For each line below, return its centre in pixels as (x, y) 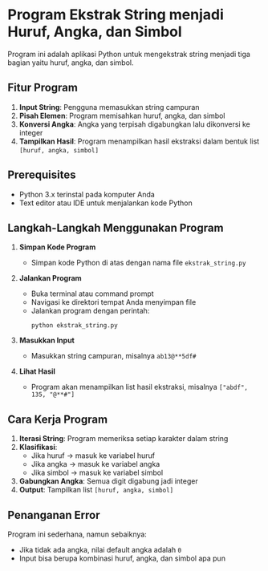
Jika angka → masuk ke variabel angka (95, 464)
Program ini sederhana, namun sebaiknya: (77, 534)
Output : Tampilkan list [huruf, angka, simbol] (96, 490)
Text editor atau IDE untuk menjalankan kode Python (106, 203)
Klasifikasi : (38, 447)
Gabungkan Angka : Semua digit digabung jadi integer (108, 481)
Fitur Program (43, 88)
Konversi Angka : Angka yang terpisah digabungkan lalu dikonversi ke (134, 124)
